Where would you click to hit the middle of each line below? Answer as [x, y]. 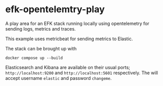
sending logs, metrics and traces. [40, 28]
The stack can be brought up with [41, 48]
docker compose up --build [34, 58]
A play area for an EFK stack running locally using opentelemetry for [77, 23]
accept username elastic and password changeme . [58, 78]
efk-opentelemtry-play [55, 9]
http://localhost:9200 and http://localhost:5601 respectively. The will [81, 73]
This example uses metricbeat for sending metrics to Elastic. [69, 39]
